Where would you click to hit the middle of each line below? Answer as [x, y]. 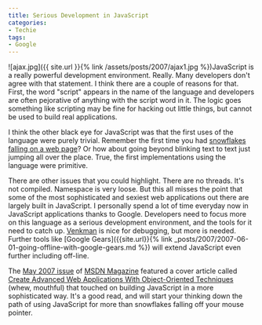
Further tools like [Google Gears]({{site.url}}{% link [90, 239]
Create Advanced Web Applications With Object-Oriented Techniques [121, 279]
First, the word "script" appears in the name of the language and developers [131, 92]
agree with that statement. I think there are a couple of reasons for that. [124, 84]
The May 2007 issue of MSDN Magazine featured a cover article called [123, 271]
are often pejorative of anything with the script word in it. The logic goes [125, 100]
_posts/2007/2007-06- [211, 239]
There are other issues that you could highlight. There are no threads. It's [126, 181]
